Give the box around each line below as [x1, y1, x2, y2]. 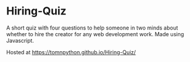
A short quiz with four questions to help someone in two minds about [6, 24, 179, 31]
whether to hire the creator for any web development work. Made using [6, 30, 185, 37]
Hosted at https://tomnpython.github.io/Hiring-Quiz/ [6, 48, 136, 55]
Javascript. [6, 37, 34, 44]
